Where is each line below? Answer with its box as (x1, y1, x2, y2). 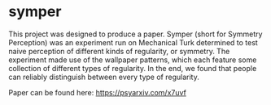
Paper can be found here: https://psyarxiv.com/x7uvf (8, 87, 187, 97)
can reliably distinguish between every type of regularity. (8, 72, 199, 82)
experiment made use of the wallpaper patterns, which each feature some (8, 55, 257, 65)
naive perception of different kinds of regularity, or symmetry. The (8, 46, 230, 56)
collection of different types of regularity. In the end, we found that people (8, 63, 257, 73)
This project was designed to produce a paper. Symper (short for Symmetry (8, 29, 263, 39)
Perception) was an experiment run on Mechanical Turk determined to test (8, 37, 258, 47)
